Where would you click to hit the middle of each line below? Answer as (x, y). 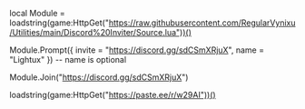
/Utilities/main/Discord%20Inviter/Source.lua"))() (101, 32)
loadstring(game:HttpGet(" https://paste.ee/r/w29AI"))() (113, 95)
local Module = (37, 13)
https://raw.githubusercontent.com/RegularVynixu (202, 23)
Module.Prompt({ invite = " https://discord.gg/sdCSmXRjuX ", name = (137, 50)
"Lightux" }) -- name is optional (68, 59)
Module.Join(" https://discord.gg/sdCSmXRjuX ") (99, 77)
